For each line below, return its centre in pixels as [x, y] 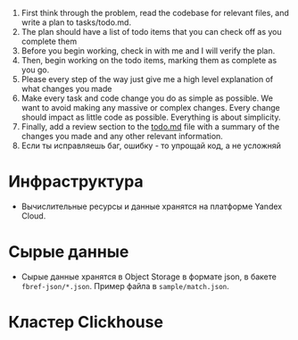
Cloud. [33, 216]
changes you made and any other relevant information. [122, 136]
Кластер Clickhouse [86, 323]
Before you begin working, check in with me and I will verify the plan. [148, 51]
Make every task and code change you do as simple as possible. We [147, 98]
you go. [35, 70]
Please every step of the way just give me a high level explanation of [147, 79]
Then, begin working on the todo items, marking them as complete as [149, 60]
